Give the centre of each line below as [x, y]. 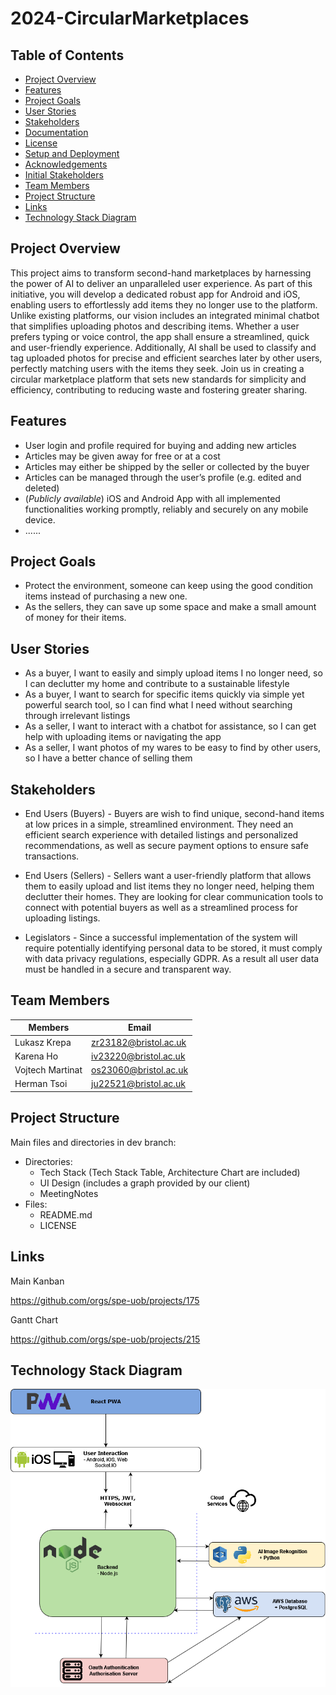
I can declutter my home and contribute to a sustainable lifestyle [157, 684]
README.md [66, 1214]
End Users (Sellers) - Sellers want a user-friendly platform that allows [168, 876]
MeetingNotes [69, 1193]
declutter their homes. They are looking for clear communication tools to [174, 897]
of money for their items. [75, 618]
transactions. [52, 856]
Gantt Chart [34, 1319]
